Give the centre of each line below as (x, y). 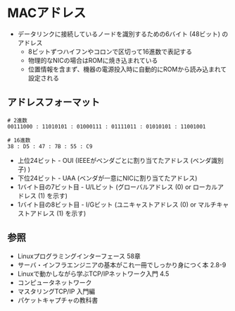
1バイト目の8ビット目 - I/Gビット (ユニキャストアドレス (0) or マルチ (117, 205)
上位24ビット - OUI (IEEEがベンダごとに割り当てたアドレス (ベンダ (114, 160)
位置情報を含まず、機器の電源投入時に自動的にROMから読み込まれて (127, 69)
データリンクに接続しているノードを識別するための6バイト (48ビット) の (123, 34)
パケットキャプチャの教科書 (58, 300)
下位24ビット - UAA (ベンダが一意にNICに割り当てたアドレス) (107, 178)
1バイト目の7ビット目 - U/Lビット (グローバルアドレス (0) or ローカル (118, 187)
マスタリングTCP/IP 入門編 (56, 291)
